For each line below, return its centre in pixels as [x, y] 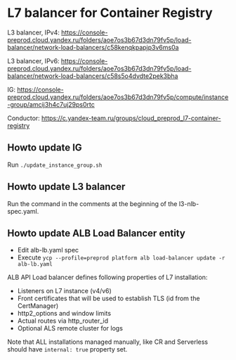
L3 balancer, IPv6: [33, 60]
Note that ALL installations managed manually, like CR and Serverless [108, 342]
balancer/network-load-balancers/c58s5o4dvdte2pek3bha [93, 76]
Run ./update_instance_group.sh [55, 165]
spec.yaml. [23, 211]
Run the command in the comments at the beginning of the [92, 204]
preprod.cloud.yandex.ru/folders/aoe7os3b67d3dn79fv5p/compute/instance [118, 97]
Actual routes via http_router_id [63, 321]
